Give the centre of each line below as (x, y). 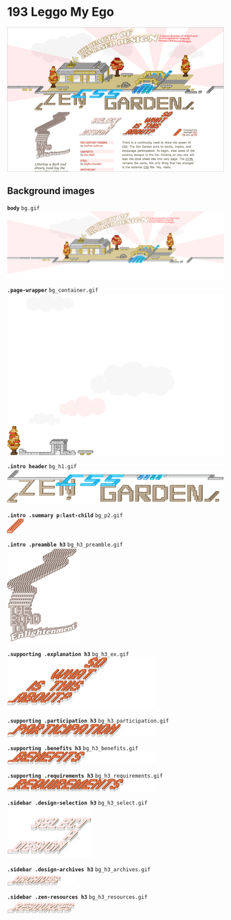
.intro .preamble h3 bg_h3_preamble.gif (65, 545)
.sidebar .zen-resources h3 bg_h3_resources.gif (77, 897)
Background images (51, 191)
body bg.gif (23, 208)
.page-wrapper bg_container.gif (53, 291)
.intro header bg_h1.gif (42, 467)
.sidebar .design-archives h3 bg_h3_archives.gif (79, 870)
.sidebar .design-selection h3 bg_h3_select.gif (77, 803)
